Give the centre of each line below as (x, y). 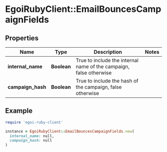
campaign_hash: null (31, 141)
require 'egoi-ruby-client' (34, 122)
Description (108, 52)
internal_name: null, (32, 136)
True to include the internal (107, 60)
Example (19, 111)
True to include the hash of (107, 81)
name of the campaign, (103, 67)
